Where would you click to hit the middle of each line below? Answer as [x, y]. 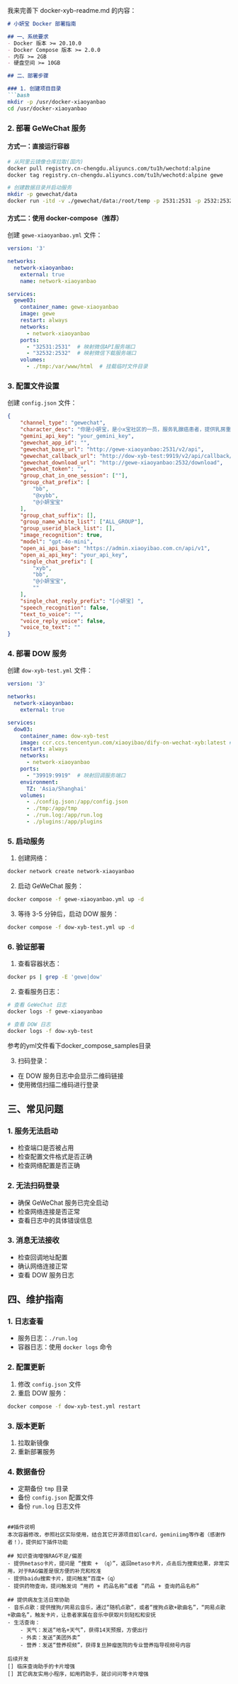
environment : [39, 782]
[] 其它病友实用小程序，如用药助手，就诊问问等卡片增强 [78, 1674]
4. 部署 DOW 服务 [37, 654]
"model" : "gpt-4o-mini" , [57, 542]
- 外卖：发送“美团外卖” [50, 1638]
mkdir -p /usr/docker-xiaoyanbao [57, 102]
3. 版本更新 [26, 1426]
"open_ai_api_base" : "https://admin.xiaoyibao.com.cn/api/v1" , [115, 548]
